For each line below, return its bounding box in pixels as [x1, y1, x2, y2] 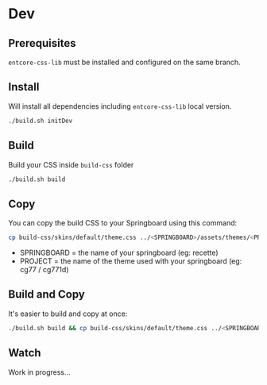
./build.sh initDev [8, 117, 73, 125]
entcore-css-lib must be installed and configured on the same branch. [8, 57, 241, 67]
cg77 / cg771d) [19, 265, 69, 275]
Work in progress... [8, 367, 71, 377]
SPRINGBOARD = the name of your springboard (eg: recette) [19, 248, 219, 258]
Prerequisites [8, 37, 76, 50]
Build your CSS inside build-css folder [8, 160, 134, 169]
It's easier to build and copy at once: [8, 309, 128, 318]
